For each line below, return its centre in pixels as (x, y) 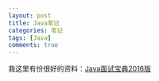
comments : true (33, 45)
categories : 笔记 (36, 30)
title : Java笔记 (34, 23)
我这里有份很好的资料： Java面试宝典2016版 (80, 69)
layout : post (30, 15)
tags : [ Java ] (30, 38)
